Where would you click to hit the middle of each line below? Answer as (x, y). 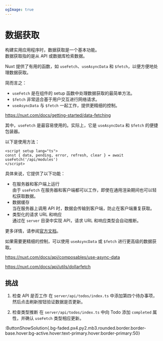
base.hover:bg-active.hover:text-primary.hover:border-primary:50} (73, 333)
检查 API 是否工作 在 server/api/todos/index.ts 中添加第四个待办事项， (85, 296)
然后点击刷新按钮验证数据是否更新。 (49, 302)
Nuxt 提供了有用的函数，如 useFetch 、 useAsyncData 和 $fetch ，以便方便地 (80, 66)
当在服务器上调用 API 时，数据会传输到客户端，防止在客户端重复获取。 (83, 208)
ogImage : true (20, 10)
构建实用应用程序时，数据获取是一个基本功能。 (52, 50)
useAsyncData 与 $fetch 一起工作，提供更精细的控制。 (66, 105)
